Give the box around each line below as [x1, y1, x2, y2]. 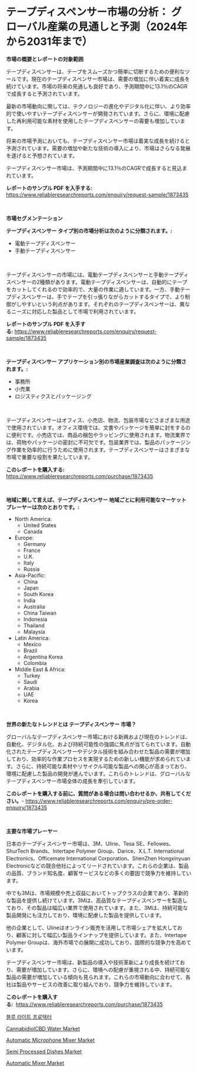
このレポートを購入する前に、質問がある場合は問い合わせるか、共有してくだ [6, 790, 191, 797]
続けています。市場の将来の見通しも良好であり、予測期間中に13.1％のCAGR [6, 83, 188, 90]
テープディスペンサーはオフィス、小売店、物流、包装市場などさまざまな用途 [6, 416, 191, 423]
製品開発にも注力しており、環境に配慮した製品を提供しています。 [6, 912, 165, 919]
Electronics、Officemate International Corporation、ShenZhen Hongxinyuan [6, 854, 191, 861]
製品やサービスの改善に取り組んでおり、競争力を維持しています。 [16, 981, 175, 988]
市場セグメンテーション [6, 215, 63, 222]
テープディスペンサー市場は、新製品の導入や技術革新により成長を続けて [6, 959, 181, 966]
